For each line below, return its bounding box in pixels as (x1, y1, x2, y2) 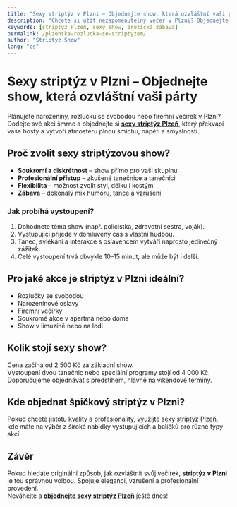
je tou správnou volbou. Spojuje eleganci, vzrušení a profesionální (7, 477, 199, 485)
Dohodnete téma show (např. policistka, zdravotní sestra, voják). (17, 222, 205, 231)
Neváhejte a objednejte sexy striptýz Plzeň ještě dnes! (7, 491, 168, 500)
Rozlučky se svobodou (17, 291, 84, 300)
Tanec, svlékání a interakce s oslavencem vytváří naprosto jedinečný (17, 237, 218, 246)
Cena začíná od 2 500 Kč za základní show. (7, 361, 134, 369)
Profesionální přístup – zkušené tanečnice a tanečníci (17, 174, 176, 182)
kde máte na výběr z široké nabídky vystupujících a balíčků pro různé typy (7, 422, 224, 431)
